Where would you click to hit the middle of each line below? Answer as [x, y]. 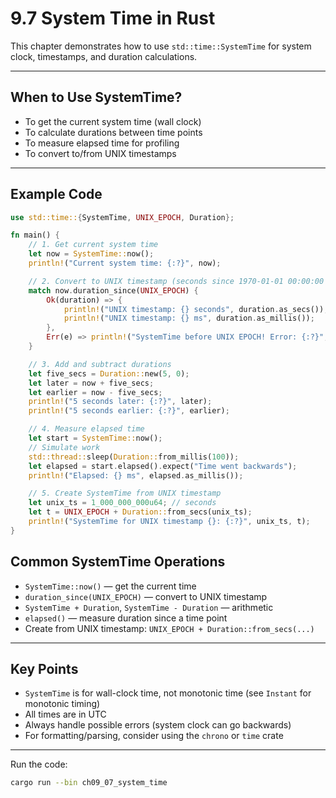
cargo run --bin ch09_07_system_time [89, 783]
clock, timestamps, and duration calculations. [104, 56]
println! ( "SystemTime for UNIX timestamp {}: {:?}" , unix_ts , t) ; [169, 522]
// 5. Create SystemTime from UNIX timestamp [125, 493]
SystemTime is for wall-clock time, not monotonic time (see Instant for [168, 693]
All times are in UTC [65, 714]
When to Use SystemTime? [96, 97]
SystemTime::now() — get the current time [110, 586]
